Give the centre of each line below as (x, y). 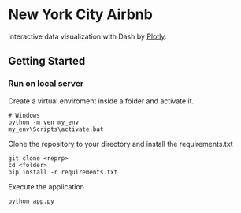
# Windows (24, 115)
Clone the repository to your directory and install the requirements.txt (121, 144)
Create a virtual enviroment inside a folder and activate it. (101, 101)
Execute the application (46, 186)
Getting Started (47, 61)
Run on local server (46, 84)
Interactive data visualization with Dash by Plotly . (87, 36)
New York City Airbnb (81, 15)
